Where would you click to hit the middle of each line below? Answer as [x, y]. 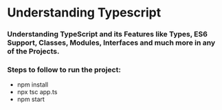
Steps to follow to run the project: [64, 70]
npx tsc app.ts [37, 92]
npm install [33, 85]
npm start [31, 99]
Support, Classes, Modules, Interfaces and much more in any [111, 43]
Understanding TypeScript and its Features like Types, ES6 [108, 34]
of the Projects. [33, 52]
